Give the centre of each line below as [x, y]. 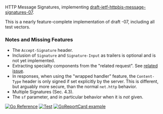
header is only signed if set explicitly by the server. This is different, [90, 81]
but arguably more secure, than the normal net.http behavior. [74, 87]
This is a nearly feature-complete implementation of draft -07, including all [80, 22]
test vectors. [18, 27]
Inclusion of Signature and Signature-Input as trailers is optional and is [84, 55]
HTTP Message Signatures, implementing [47, 7]
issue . [18, 71]
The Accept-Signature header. [43, 50]
